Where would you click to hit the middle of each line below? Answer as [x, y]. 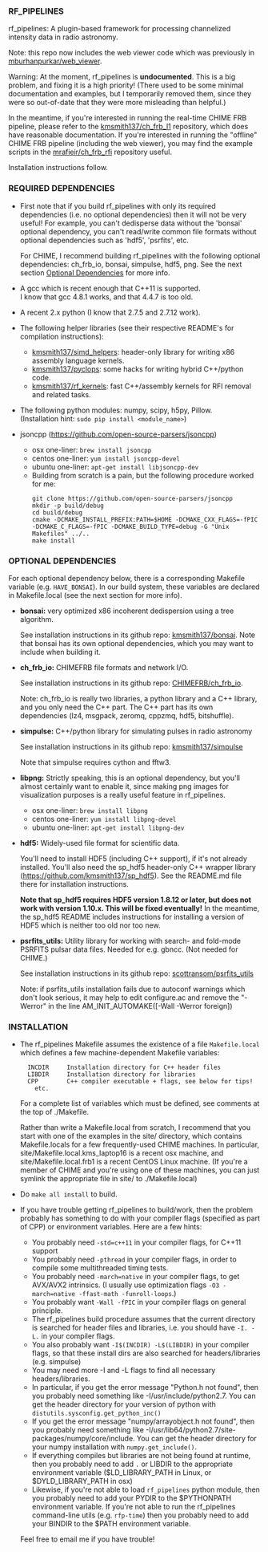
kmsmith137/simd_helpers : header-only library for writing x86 [133, 351]
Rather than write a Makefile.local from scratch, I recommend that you [135, 1127]
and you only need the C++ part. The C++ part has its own [116, 707]
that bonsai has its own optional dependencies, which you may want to [136, 643]
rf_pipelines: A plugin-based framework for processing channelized [120, 29]
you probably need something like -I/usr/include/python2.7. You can [144, 1396]
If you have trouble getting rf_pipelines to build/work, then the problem [136, 1210]
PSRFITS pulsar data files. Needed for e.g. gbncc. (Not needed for [129, 949]
